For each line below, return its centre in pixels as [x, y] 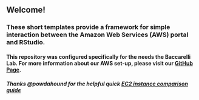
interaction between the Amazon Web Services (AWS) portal [97, 35]
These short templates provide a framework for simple [88, 27]
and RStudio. [26, 42]
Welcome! [26, 10]
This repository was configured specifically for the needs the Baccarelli [99, 56]
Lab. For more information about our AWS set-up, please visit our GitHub [99, 63]
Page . [14, 70]
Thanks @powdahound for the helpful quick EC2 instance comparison [97, 84]
